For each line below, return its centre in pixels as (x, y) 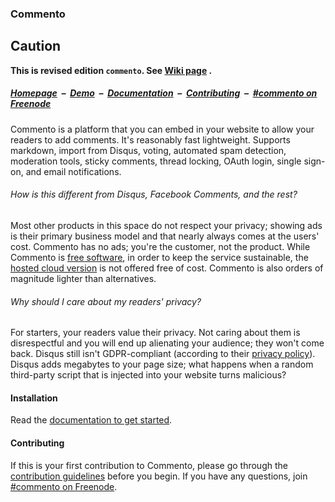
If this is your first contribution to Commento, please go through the (149, 465)
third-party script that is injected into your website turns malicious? (148, 375)
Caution (36, 46)
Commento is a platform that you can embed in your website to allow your (162, 129)
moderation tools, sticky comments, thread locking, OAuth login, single (156, 161)
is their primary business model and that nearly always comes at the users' (165, 236)
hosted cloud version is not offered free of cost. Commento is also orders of (167, 268)
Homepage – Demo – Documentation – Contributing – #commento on (164, 93)
